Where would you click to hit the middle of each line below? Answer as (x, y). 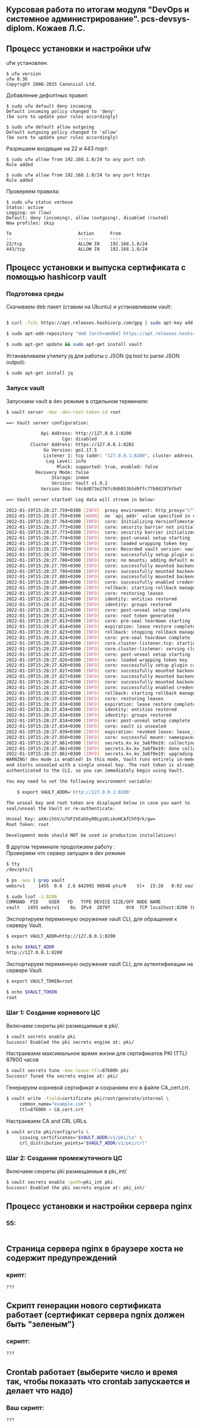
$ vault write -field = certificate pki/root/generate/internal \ (87, 1099)
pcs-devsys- (165, 19)
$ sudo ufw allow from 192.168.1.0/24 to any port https (78, 175)
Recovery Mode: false (62, 472)
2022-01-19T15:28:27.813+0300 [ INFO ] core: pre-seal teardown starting (98, 621)
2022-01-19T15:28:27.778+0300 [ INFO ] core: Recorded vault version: (94, 549)
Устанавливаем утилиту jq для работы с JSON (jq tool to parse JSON (93, 356)
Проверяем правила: (33, 191)
